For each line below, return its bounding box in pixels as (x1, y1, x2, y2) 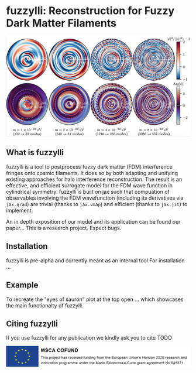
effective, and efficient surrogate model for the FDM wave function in (6, 182, 173, 189)
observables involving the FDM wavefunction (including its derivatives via (6, 194, 184, 201)
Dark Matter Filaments (6, 16, 117, 30)
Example (6, 280, 39, 290)
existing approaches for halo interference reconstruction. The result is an (6, 176, 183, 183)
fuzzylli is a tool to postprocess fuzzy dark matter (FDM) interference (6, 163, 173, 170)
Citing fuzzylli (6, 319, 59, 328)
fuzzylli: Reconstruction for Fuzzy (6, 4, 175, 18)
